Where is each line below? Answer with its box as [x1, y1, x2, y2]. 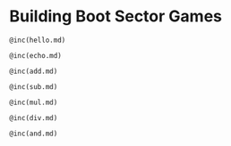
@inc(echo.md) [9, 51, 63, 60]
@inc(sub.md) [9, 82, 58, 91]
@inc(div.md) [9, 113, 58, 122]
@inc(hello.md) [9, 36, 66, 45]
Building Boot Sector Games [9, 6, 222, 27]
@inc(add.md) [9, 67, 58, 76]
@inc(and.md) [9, 129, 58, 138]
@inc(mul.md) [9, 98, 58, 107]
